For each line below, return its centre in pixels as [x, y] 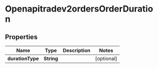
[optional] [106, 59]
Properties [21, 37]
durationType [23, 59]
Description [77, 50]
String [51, 59]
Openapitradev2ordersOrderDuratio [79, 9]
